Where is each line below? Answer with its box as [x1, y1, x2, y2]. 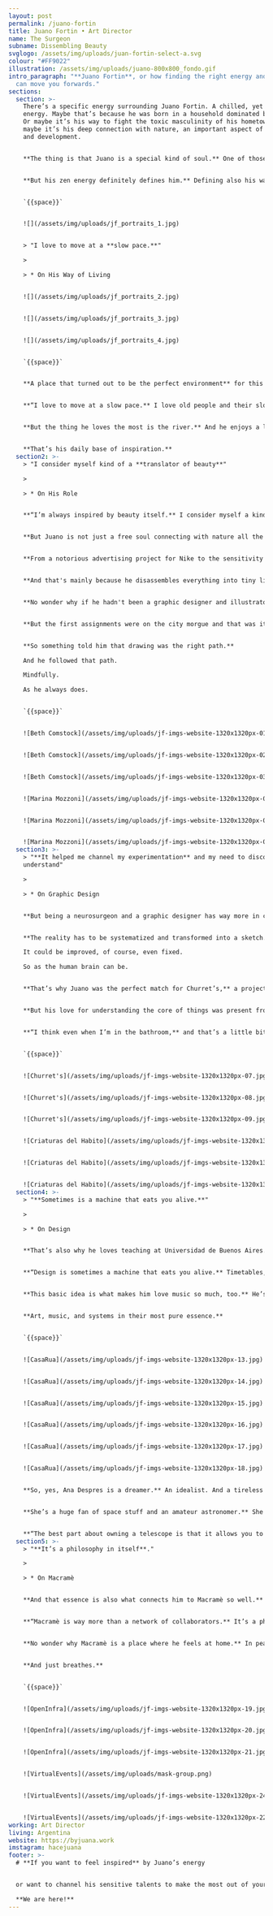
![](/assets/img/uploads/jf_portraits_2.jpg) [23, 292, 180, 301]
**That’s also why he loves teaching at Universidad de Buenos [23, 1247, 242, 1255]
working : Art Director [8, 1821, 85, 1829]
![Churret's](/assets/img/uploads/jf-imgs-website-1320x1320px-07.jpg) [23, 1071, 271, 1080]
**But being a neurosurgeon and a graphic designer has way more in [23, 911, 260, 920]
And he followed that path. [23, 656, 118, 664]
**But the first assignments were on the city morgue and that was [23, 620, 256, 628]
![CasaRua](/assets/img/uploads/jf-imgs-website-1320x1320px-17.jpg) [23, 1442, 264, 1451]
